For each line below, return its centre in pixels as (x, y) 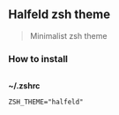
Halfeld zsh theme (59, 15)
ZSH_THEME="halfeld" (46, 102)
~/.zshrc (24, 86)
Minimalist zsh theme (68, 35)
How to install (38, 58)
